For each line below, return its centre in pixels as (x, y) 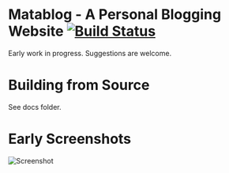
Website (36, 31)
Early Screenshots (70, 139)
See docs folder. (35, 107)
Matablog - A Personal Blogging (115, 15)
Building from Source (79, 85)
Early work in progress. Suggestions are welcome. (90, 53)
